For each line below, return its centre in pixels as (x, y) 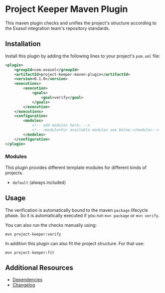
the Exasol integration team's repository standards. (58, 28)
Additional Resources (39, 268)
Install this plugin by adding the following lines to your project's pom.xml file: (83, 56)
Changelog (24, 285)
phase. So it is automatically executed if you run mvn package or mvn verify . (82, 215)
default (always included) (39, 182)
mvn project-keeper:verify (33, 234)
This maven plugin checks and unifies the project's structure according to (81, 23)
